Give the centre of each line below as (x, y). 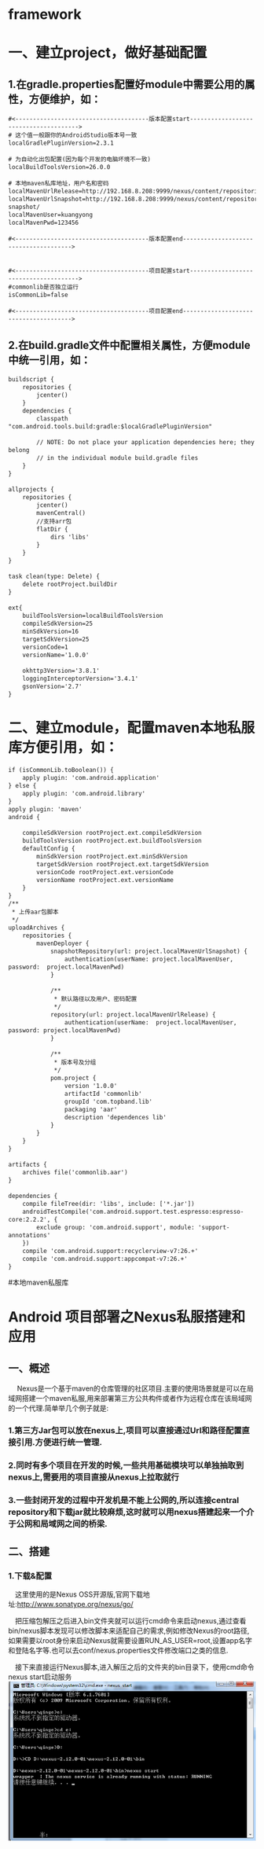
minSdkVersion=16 (51, 631)
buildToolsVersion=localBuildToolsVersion (93, 616)
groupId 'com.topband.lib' (108, 1101)
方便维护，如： (65, 99)
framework (45, 15)
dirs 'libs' (70, 537)
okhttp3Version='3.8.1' (61, 671)
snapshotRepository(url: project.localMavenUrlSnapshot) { (148, 951)
